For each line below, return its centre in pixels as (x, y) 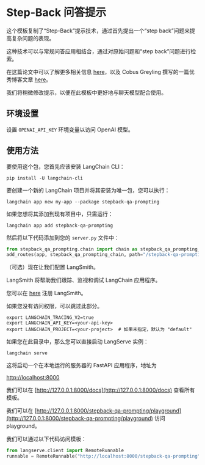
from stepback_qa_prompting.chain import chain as (72, 249)
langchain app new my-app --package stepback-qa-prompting (83, 202)
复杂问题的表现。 (33, 38)
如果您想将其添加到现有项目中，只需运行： (60, 214)
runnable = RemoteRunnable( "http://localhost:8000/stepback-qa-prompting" (103, 456)
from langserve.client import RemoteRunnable (65, 451)
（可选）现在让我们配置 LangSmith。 (53, 267)
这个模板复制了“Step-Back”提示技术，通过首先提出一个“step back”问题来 (98, 31)
